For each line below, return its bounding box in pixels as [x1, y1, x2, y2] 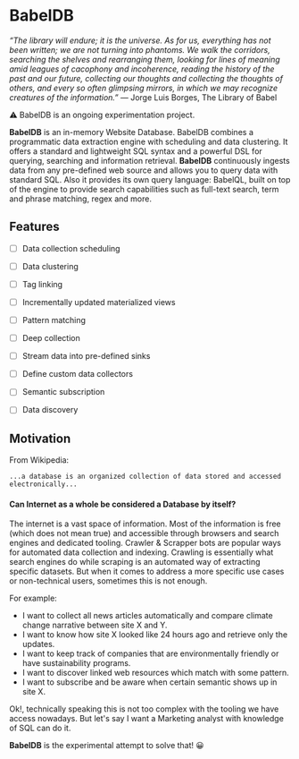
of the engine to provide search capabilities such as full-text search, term [9, 183, 279, 194]
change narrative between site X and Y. [21, 619, 168, 631]
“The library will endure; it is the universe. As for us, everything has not [9, 35, 271, 46]
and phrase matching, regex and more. [9, 193, 152, 204]
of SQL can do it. [9, 722, 71, 734]
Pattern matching [21, 315, 87, 325]
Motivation [9, 431, 71, 446]
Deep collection [21, 333, 80, 344]
